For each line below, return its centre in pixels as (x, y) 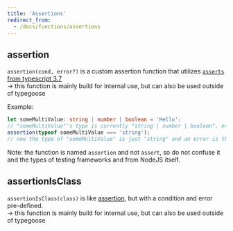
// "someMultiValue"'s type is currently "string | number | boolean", (113, 126)
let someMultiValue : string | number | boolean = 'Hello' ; (94, 120)
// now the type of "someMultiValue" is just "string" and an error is (113, 139)
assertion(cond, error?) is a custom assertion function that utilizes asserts (116, 71)
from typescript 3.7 (35, 79)
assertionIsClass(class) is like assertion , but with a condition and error (110, 198)
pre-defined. (25, 205)
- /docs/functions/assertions (57, 26)
